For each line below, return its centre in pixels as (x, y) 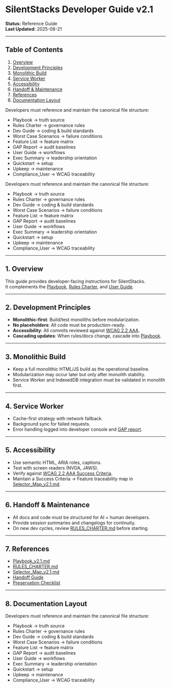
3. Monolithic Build (36, 357)
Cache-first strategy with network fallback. (58, 419)
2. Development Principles (48, 307)
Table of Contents (34, 50)
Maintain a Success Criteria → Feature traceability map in (73, 479)
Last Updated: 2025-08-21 (34, 29)
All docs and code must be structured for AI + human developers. (81, 517)
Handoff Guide (28, 577)
